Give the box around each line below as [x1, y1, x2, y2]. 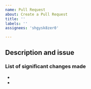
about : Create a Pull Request [5, 12, 68, 17]
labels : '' [5, 21, 28, 26]
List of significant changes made [5, 63, 86, 70]
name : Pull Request [5, 7, 46, 12]
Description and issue [5, 48, 75, 57]
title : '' [5, 16, 26, 21]
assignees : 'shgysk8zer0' [5, 26, 59, 31]
